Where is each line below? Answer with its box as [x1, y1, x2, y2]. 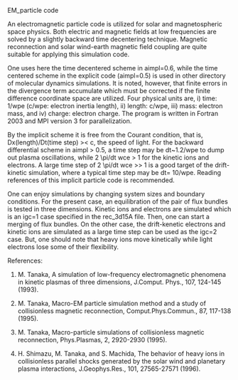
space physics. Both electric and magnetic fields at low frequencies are [7, 28, 217, 36]
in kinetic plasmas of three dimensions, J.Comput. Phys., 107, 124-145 [17, 278, 222, 286]
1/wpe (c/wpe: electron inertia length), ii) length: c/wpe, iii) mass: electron [7, 102, 223, 110]
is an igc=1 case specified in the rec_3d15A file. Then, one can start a [7, 213, 210, 221]
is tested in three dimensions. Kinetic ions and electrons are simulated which [7, 205, 232, 213]
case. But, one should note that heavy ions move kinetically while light [7, 235, 213, 243]
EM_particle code [7, 6, 59, 14]
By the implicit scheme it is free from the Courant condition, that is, [7, 131, 204, 139]
